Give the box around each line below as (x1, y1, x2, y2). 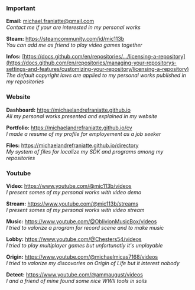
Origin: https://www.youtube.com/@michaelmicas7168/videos (6, 253, 158, 260)
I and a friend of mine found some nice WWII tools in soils (6, 277, 147, 284)
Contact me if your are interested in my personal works (6, 24, 141, 31)
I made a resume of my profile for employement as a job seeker (6, 130, 161, 137)
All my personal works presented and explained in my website (6, 112, 158, 119)
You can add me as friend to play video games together (6, 41, 143, 48)
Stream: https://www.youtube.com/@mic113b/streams (6, 200, 139, 207)
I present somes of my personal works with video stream (6, 206, 145, 213)
